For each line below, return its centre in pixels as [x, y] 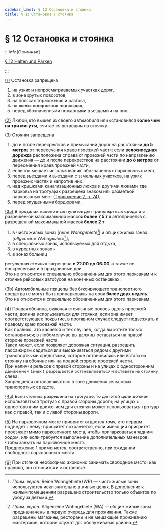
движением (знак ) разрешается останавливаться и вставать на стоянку [82, 371]
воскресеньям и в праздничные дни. [44, 268]
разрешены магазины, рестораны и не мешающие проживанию [80, 517]
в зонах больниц [30, 254]
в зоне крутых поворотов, [40, 95]
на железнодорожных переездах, [48, 106]
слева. [12, 376]
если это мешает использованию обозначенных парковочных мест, [84, 171]
